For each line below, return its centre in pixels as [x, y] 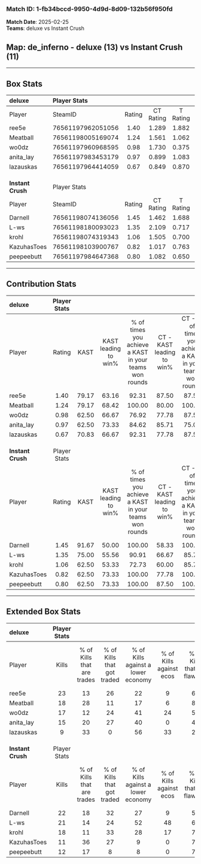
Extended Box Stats [43, 612]
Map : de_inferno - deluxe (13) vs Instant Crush [95, 47]
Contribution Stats [41, 284]
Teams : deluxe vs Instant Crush [45, 28]
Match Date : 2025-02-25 [37, 22]
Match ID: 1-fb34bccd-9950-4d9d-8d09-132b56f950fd [89, 9]
